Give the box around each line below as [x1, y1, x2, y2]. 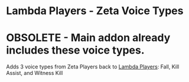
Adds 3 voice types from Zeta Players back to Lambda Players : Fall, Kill [6, 63, 180, 70]
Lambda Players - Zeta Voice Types [6, 4, 184, 18]
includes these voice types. [6, 44, 145, 57]
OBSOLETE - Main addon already [6, 31, 171, 45]
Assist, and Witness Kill [6, 70, 63, 77]
